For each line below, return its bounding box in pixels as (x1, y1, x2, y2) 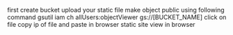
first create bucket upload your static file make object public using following (7, 6, 225, 14)
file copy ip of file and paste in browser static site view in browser (7, 21, 196, 28)
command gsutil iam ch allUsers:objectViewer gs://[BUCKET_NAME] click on (7, 13, 227, 21)
